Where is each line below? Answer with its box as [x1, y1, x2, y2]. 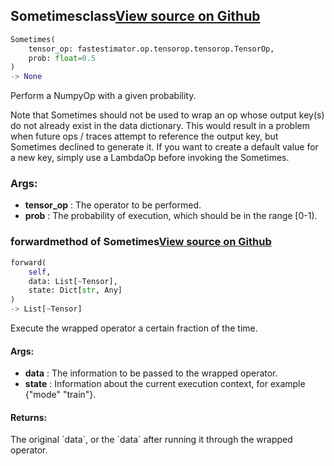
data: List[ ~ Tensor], [28, 276, 118, 286]
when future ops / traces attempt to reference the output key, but [10, 130, 279, 143]
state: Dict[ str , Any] [28, 285, 123, 296]
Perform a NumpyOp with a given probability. [10, 90, 197, 102]
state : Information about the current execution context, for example [24, 378, 306, 390]
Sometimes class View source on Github [10, 8, 261, 25]
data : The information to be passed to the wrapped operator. [24, 367, 278, 379]
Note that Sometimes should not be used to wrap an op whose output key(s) [10, 109, 325, 121]
